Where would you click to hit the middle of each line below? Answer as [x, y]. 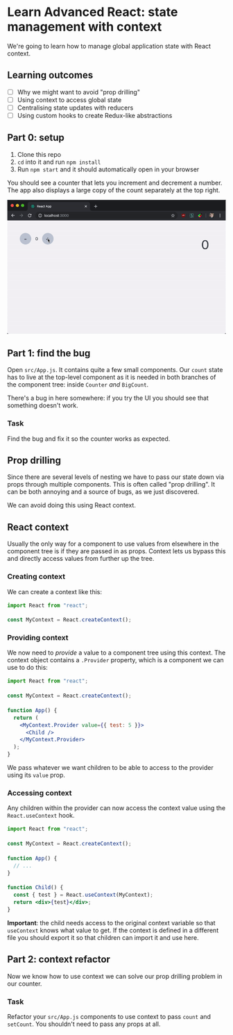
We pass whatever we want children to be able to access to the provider [110, 768]
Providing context [38, 638]
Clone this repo [39, 154]
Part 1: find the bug [49, 353]
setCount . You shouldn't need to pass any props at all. [84, 1024]
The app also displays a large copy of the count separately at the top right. [114, 190]
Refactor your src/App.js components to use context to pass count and [109, 1016]
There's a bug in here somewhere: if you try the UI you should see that [108, 398]
